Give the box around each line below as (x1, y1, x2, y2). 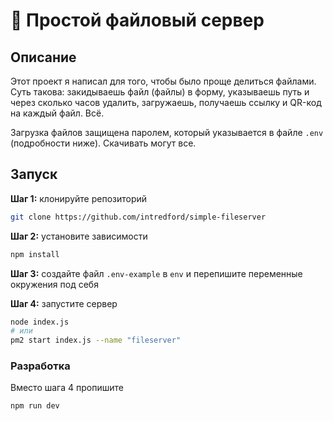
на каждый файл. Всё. (10, 107, 105, 119)
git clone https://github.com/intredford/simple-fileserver (10, 212, 267, 222)
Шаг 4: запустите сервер (10, 297, 118, 309)
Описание (10, 49, 77, 66)
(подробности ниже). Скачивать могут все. (10, 137, 197, 149)
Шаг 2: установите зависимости (10, 230, 148, 242)
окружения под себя (10, 278, 99, 290)
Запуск (10, 166, 58, 183)
